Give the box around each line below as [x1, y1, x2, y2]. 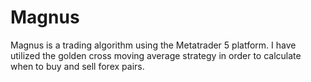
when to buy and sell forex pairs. [10, 60, 145, 72]
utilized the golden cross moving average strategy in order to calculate [10, 49, 302, 61]
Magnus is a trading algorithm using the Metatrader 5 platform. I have [10, 39, 297, 51]
